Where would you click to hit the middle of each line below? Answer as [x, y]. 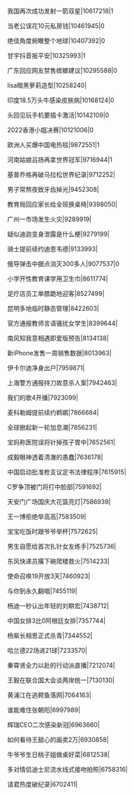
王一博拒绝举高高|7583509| [47, 516]
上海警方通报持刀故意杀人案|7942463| [62, 383]
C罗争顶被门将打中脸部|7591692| [54, 487]
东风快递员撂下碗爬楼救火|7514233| [58, 561]
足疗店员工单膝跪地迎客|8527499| [56, 294]
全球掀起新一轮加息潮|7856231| [52, 427]
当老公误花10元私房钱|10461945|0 [56, 26]
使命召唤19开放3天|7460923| [49, 576]
